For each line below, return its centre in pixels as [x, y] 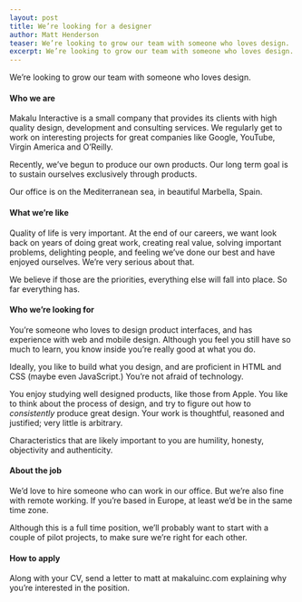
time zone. [29, 510]
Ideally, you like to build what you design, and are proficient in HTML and [146, 366]
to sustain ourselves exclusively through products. [103, 174]
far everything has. [44, 289]
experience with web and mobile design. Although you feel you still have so [151, 339]
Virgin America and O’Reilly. [61, 147]
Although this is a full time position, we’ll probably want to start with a [139, 528]
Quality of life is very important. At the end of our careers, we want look [143, 233]
